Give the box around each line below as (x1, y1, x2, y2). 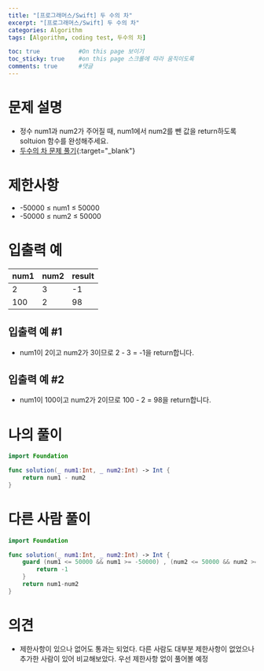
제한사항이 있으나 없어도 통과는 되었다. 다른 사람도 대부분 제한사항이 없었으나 (19, 643, 255, 654)
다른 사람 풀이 (8, 510, 91, 528)
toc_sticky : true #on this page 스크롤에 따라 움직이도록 (8, 55, 195, 63)
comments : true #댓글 (8, 62, 93, 71)
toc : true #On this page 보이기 (8, 48, 145, 56)
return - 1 (36, 565, 68, 573)
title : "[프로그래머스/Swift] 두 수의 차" (8, 11, 133, 20)
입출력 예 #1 (8, 325, 63, 339)
